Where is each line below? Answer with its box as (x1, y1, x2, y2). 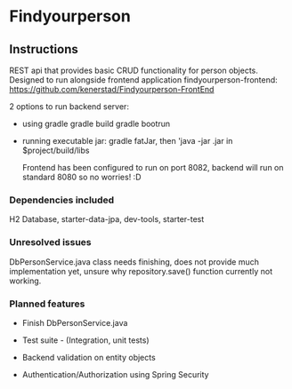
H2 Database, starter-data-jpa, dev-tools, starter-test (9, 214, 205, 225)
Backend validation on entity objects (21, 352, 156, 362)
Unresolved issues (9, 236, 92, 249)
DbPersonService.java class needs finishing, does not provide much (9, 256, 260, 267)
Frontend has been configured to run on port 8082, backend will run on (21, 163, 284, 172)
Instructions (9, 42, 78, 57)
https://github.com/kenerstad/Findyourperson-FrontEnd (9, 84, 215, 94)
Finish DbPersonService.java (21, 317, 128, 328)
